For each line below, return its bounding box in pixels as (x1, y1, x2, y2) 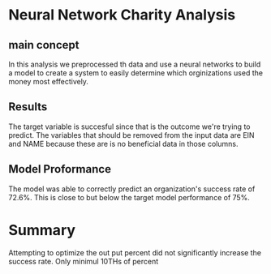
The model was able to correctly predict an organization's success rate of (8, 184, 256, 194)
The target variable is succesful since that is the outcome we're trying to (8, 122, 251, 131)
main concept (8, 38, 80, 52)
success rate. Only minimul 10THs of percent (8, 256, 159, 266)
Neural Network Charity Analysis (8, 6, 236, 24)
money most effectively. (8, 77, 89, 86)
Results (8, 100, 48, 114)
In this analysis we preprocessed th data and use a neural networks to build (8, 59, 261, 69)
